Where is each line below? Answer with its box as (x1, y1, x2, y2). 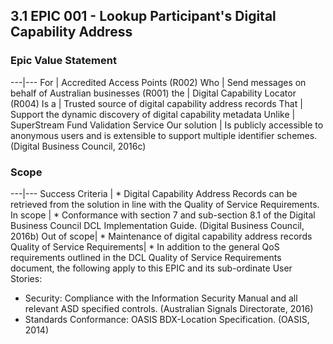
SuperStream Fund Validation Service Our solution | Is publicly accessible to (10, 119, 324, 131)
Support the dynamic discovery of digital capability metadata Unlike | (10, 108, 296, 120)
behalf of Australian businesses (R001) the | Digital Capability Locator (10, 87, 297, 99)
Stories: (10, 272, 43, 284)
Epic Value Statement (10, 54, 117, 68)
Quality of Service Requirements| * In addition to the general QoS (10, 240, 280, 253)
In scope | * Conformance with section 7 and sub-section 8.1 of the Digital (10, 209, 316, 221)
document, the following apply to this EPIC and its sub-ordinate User (10, 262, 293, 274)
